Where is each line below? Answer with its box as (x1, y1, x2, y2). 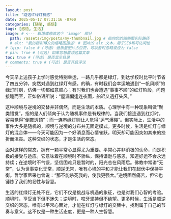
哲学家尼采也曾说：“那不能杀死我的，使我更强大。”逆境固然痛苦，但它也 (14, 172, 163, 178)
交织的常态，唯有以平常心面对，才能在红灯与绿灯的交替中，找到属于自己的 (5, 202, 161, 208)
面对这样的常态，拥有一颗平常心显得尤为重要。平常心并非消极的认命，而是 (5, 147, 161, 153)
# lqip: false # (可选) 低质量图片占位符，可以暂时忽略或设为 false (5, 45, 138, 50)
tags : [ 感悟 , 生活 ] (5, 26, 44, 32)
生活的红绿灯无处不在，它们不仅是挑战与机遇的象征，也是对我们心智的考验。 (5, 189, 166, 196)
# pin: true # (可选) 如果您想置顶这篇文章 (5, 50, 90, 55)
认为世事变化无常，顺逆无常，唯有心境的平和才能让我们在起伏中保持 (16, 166, 159, 172)
